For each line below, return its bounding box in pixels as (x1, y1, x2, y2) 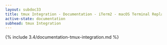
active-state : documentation (5, 16, 66, 21)
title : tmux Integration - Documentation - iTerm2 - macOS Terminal (5, 12, 150, 17)
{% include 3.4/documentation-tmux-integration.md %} (5, 34, 119, 40)
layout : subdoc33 (5, 7, 41, 12)
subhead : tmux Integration (5, 21, 61, 26)
